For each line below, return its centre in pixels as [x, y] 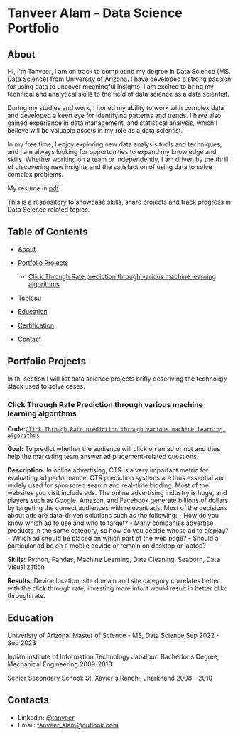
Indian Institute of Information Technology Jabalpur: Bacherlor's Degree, [113, 656]
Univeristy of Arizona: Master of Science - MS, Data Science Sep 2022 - [113, 635]
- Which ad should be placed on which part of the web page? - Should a [113, 538]
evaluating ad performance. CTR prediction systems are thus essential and [117, 477]
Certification [36, 325]
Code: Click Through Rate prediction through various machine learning [115, 428]
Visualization [26, 567]
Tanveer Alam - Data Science [95, 13]
